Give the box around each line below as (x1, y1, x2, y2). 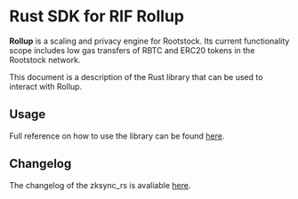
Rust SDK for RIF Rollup (9, 6, 185, 27)
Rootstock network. (9, 54, 81, 65)
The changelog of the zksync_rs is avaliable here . (9, 179, 191, 190)
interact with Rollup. (9, 81, 83, 92)
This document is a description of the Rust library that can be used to (9, 71, 263, 82)
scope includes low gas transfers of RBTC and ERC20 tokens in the (9, 44, 255, 55)
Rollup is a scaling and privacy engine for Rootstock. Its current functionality (9, 36, 290, 46)
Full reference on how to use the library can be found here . (9, 131, 225, 141)
